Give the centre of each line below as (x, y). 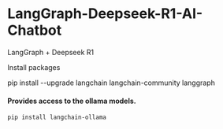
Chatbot (35, 30)
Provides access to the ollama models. (72, 101)
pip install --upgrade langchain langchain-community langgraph (111, 83)
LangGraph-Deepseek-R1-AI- (105, 14)
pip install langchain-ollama (57, 118)
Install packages (34, 67)
